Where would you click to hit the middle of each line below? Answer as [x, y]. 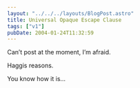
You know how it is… [37, 79]
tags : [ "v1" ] [26, 26]
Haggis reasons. [30, 65]
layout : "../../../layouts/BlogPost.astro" [71, 13]
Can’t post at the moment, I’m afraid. [59, 52]
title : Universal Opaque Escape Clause [64, 20]
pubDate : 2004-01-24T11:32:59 [51, 33]
